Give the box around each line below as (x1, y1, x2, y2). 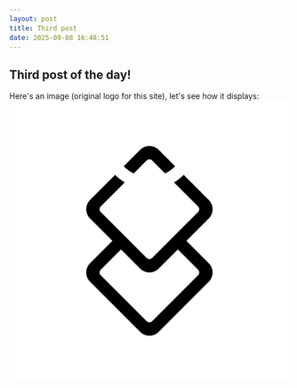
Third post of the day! (9, 67, 132, 82)
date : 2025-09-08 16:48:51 (9, 33, 109, 42)
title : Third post (9, 23, 77, 33)
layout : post (9, 14, 58, 23)
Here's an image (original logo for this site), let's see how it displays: (9, 91, 260, 101)
